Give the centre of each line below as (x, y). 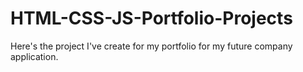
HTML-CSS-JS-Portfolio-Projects (151, 18)
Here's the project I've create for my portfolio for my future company (151, 46)
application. (34, 56)
